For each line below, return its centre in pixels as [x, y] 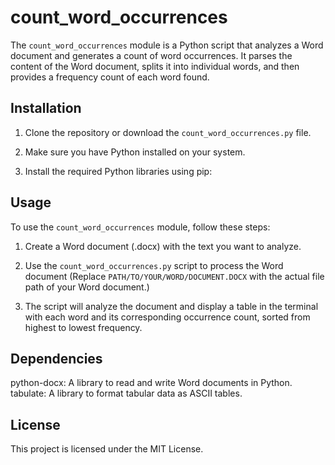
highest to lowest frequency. [83, 327]
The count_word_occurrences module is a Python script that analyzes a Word [167, 45]
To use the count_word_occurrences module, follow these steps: [140, 227]
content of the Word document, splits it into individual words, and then [155, 66]
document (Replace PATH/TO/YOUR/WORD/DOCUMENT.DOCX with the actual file [174, 276]
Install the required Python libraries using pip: [118, 171]
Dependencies [56, 358]
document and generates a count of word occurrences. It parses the [151, 55]
